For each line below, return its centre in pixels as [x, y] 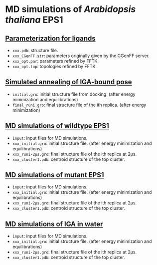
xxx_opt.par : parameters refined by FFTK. [55, 61]
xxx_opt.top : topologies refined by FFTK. [55, 66]
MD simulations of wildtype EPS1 [57, 126]
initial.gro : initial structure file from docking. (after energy [74, 94]
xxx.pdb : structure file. [35, 50]
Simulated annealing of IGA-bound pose [69, 82]
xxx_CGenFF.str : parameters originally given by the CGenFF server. [81, 56]
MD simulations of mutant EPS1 [55, 175]
